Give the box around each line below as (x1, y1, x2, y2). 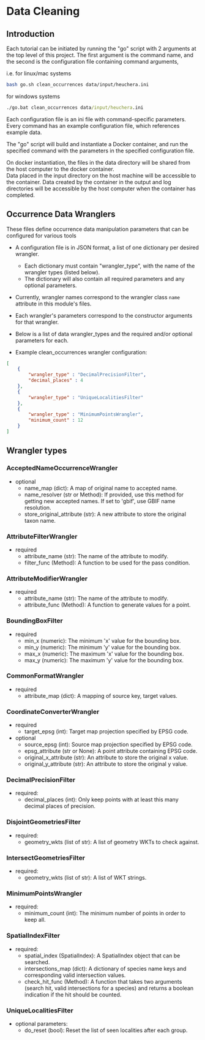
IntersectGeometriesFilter (6, 853, 86, 862)
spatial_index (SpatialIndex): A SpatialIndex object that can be (24, 952, 181, 959)
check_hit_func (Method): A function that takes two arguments (24, 978, 182, 985)
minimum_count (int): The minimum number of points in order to (24, 910, 185, 917)
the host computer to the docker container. (6, 165, 114, 173)
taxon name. (24, 517, 56, 524)
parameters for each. (15, 337, 69, 344)
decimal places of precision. (24, 802, 96, 810)
